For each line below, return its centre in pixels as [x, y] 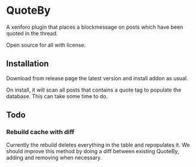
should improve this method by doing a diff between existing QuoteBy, [93, 151]
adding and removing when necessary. [54, 158]
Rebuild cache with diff [40, 132]
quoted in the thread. [32, 33]
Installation [27, 64]
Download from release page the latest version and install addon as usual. [97, 78]
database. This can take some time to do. [57, 96]
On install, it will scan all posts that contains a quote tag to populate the [94, 90]
